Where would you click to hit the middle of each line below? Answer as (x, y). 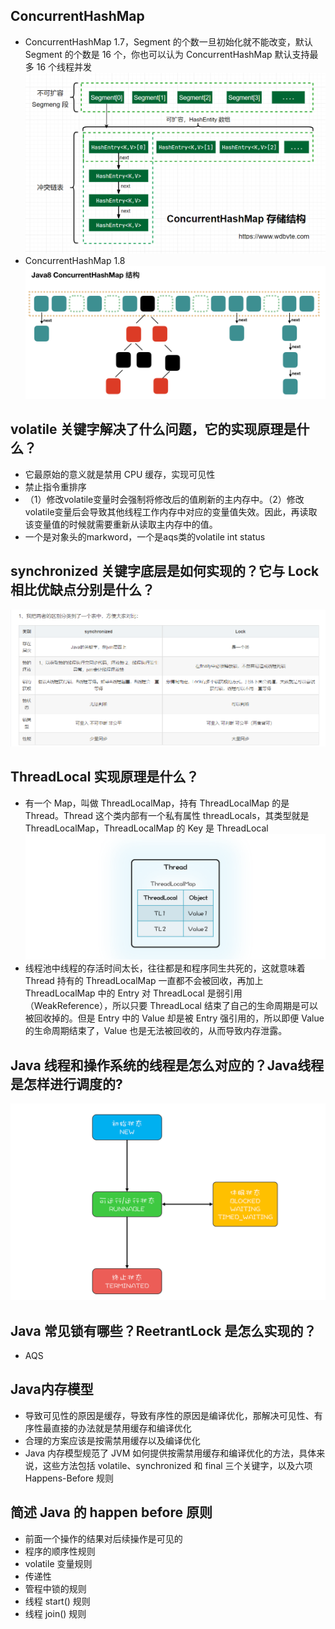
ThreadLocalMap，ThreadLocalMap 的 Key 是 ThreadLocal (146, 828)
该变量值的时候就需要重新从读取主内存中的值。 (121, 524)
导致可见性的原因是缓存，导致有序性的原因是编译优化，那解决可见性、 (169, 1415)
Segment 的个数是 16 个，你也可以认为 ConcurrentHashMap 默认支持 (167, 54)
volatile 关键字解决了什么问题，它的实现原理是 (153, 429)
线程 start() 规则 (57, 1601)
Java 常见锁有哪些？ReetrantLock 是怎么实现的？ (163, 1330)
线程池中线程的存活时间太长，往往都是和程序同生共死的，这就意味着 (165, 968)
